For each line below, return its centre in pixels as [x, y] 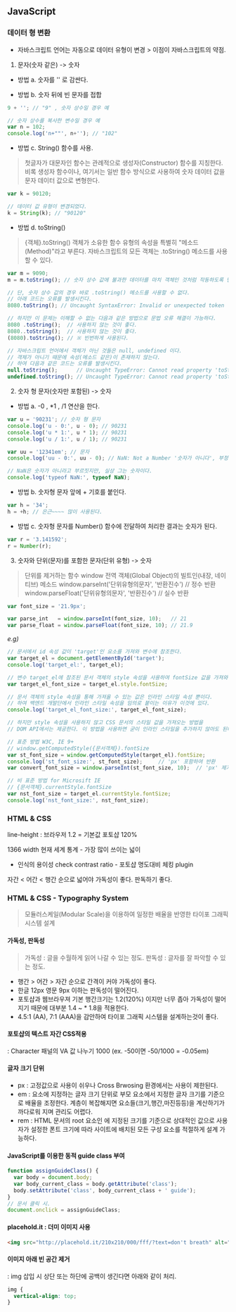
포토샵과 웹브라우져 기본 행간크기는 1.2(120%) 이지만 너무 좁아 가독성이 [115, 999]
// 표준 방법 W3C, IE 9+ [41, 742]
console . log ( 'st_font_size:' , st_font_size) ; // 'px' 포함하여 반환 [111, 762]
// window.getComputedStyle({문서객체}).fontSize [78, 748]
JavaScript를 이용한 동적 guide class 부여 [66, 1155]
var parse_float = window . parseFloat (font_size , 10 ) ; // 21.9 [100, 626]
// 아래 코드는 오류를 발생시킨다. [50, 299]
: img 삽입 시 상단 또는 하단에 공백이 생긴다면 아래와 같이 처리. [92, 1276]
